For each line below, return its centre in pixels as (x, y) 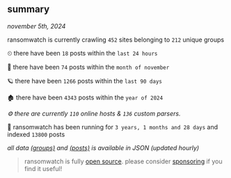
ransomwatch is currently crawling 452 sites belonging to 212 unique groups (116, 40)
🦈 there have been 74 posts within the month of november (88, 67)
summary (29, 9)
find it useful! (43, 168)
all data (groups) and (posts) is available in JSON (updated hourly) (103, 147)
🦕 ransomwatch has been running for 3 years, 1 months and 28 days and (113, 127)
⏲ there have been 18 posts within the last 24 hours (82, 53)
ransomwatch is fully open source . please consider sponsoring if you (123, 161)
